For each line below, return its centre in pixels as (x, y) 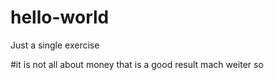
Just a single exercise (55, 45)
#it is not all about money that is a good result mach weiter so (137, 64)
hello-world (60, 17)
